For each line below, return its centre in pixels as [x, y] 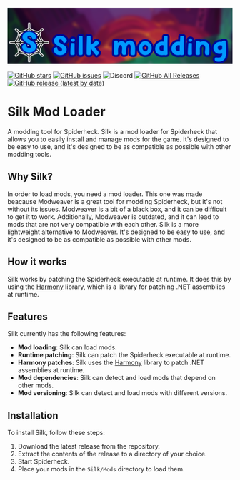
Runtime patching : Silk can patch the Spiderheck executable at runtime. [124, 355]
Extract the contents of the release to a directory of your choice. [112, 454]
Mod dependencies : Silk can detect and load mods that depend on [116, 378]
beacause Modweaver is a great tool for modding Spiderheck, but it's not [115, 201]
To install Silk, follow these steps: [56, 433]
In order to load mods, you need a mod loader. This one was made [105, 194]
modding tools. [30, 154]
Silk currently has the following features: [67, 334]
